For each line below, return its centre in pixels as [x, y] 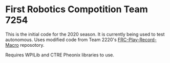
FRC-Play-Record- [137, 40]
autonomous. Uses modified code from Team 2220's [61, 40]
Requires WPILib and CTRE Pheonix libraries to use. [60, 55]
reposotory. [32, 45]
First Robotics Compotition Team [77, 9]
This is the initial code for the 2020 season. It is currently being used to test [85, 34]
